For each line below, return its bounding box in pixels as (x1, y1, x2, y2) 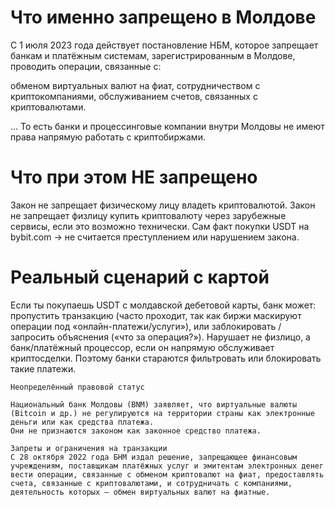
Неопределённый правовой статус (10, 382, 145, 392)
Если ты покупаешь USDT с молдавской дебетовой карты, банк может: (10, 299, 317, 311)
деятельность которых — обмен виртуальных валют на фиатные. (10, 487, 271, 497)
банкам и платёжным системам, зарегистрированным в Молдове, (10, 49, 296, 61)
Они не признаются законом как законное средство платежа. (10, 426, 262, 436)
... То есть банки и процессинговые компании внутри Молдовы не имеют (10, 120, 325, 132)
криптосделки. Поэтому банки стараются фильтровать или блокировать (10, 352, 322, 364)
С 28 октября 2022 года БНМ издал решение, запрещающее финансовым (10, 452, 298, 462)
